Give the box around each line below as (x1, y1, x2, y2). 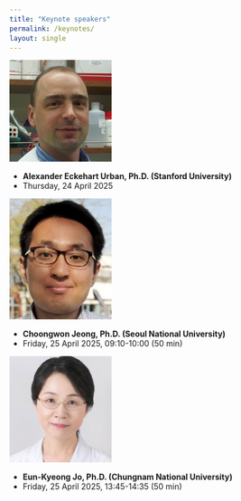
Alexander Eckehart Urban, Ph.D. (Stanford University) (22, 171, 232, 182)
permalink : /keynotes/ (9, 24, 95, 33)
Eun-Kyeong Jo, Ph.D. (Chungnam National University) (22, 471, 233, 483)
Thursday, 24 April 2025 (22, 181, 114, 192)
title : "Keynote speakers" (9, 14, 111, 24)
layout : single (9, 33, 67, 43)
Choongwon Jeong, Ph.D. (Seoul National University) (22, 328, 226, 339)
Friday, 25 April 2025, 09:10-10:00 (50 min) (22, 338, 183, 349)
